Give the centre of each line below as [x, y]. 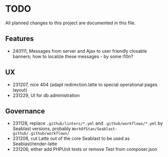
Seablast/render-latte [35, 144]
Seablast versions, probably [41, 129]
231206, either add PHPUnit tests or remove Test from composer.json [85, 149]
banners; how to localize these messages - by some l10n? [73, 56]
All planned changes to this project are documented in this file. [70, 23]
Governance [25, 111]
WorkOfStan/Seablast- [95, 129]
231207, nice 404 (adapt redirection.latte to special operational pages [85, 85]
